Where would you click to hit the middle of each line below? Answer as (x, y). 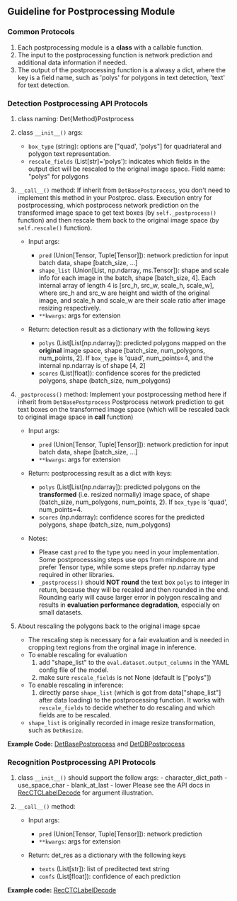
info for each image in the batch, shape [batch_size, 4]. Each (127, 278)
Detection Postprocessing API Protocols (78, 103)
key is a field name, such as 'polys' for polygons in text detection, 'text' (121, 77)
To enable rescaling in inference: (76, 685)
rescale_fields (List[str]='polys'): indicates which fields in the (119, 161)
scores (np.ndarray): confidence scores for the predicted (122, 517)
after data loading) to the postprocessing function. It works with (132, 700)
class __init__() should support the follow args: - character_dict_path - (122, 778)
